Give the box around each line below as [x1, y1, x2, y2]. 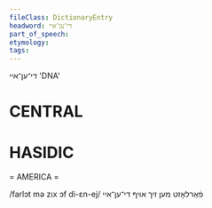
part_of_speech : [9, 29, 69, 38]
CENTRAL [9, 101, 83, 122]
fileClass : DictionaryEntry [9, 12, 114, 22]
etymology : [9, 37, 50, 47]
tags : [9, 46, 29, 55]
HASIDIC [9, 142, 75, 163]
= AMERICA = [9, 172, 59, 182]
